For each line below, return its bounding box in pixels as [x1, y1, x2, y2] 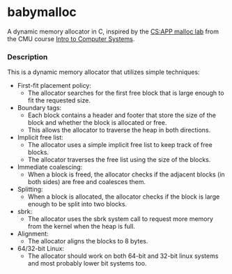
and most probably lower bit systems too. [27, 259, 147, 268]
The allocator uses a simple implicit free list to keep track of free [27, 141, 212, 149]
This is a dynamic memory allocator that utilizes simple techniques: [7, 68, 200, 77]
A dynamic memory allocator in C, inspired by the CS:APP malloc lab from [7, 27, 219, 36]
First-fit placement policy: [17, 82, 92, 90]
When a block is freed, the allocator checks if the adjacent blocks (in [27, 170, 225, 178]
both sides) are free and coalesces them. [27, 178, 146, 186]
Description [7, 52, 48, 61]
